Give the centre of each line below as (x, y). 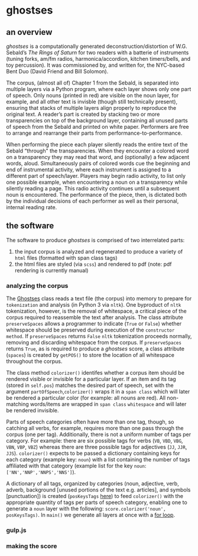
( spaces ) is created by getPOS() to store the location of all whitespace (90, 355)
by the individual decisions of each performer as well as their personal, (92, 201)
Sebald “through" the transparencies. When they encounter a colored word (98, 151)
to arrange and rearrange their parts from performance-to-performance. (94, 133)
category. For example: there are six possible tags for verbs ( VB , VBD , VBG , (95, 441)
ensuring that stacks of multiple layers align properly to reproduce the (91, 108)
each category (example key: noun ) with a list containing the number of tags (98, 460)
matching (18, 404)
